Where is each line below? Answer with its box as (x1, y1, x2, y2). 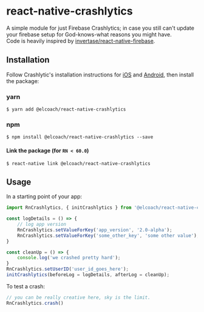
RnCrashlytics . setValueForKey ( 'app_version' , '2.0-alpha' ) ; (17, 226, 172, 233)
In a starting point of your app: (6, 193, 83, 200)
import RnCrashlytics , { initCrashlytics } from (6, 205, 132, 211)
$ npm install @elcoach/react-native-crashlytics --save (6, 134, 154, 140)
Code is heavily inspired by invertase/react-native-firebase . (6, 37, 155, 44)
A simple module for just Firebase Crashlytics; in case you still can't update (6, 24, 194, 32)
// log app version (17, 222, 67, 228)
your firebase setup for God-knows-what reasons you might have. (6, 30, 172, 38)
